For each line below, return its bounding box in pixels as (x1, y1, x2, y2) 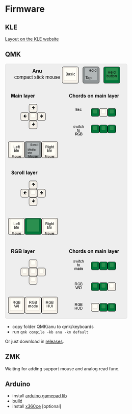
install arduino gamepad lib (12, 393, 67, 399)
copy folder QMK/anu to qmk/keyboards (12, 324, 94, 329)
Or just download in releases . (5, 338, 64, 344)
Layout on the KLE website (5, 36, 59, 42)
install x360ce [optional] (12, 403, 61, 409)
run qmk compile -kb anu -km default (12, 328, 89, 335)
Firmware (5, 3, 45, 15)
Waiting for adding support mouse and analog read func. (5, 365, 120, 372)
